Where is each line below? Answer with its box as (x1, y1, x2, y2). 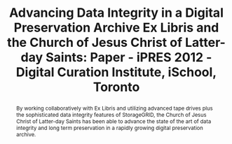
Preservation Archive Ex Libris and (13, 20, 219, 36)
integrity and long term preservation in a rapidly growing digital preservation (15, 124, 203, 131)
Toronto (93, 79, 140, 95)
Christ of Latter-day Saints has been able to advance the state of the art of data (15, 117, 212, 125)
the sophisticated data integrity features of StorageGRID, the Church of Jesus (15, 110, 207, 118)
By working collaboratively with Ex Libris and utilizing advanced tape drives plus (15, 104, 213, 112)
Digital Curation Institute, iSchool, (15, 64, 217, 80)
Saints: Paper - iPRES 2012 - (45, 50, 212, 66)
